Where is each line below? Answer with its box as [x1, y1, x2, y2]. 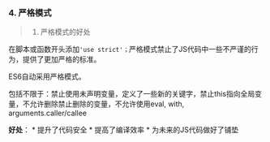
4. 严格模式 [8, 6, 52, 18]
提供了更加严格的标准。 [22, 54, 101, 64]
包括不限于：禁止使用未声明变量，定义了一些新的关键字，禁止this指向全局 [8, 89, 255, 99]
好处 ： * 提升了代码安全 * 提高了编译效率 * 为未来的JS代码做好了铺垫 [8, 125, 239, 135]
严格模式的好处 [40, 27, 91, 37]
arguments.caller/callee [8, 108, 88, 118]
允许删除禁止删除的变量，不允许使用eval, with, [29, 99, 185, 109]
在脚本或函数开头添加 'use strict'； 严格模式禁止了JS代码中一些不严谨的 [8, 45, 251, 54]
